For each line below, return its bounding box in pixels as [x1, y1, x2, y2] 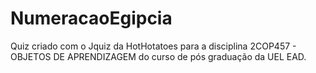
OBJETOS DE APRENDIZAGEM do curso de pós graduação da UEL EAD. [10, 50, 307, 62]
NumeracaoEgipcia [10, 7, 173, 30]
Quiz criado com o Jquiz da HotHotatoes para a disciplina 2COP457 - [10, 40, 297, 52]
